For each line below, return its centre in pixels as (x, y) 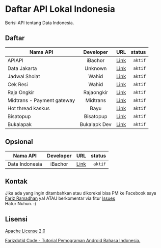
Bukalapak (20, 124)
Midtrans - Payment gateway (41, 100)
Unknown (96, 68)
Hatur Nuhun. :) (21, 204)
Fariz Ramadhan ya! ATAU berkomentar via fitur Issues (60, 198)
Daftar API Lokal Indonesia (60, 9)
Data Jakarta (22, 68)
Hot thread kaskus (29, 108)
